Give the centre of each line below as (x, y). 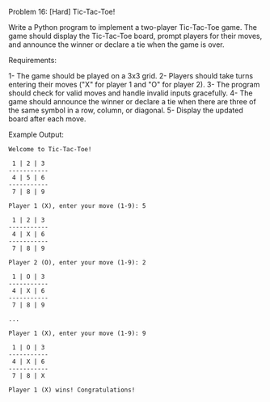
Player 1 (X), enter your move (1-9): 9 (78, 333)
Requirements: (32, 60)
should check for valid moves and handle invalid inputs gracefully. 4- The (131, 93)
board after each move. (47, 119)
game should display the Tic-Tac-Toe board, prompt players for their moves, (135, 36)
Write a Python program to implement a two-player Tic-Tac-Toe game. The (133, 27)
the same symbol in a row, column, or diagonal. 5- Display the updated (126, 110)
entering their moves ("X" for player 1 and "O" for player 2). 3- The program (134, 85)
